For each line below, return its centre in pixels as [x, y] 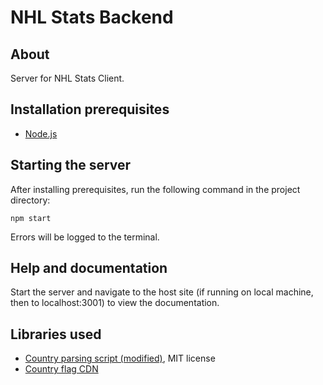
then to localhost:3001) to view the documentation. [115, 303]
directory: [30, 200]
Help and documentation [89, 268]
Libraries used [56, 334]
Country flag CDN [61, 369]
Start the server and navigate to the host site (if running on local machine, [162, 292]
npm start [31, 218]
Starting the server [71, 165]
